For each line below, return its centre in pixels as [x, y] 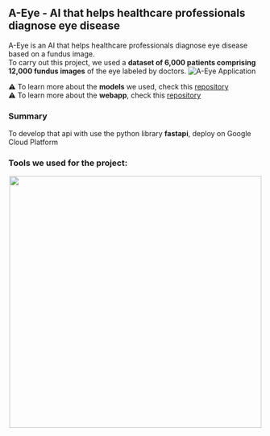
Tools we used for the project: [68, 163]
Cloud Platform [33, 142]
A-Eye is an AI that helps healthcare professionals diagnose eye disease [128, 45]
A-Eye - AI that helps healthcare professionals [127, 13]
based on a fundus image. [52, 54]
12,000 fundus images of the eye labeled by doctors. [98, 71]
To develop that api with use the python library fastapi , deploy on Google [130, 134]
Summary [28, 116]
